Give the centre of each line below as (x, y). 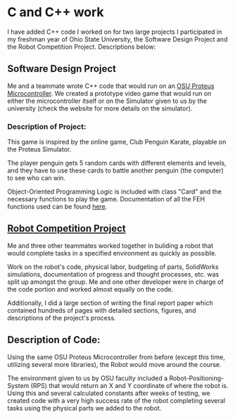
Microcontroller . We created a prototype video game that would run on (109, 93)
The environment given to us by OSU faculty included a (88, 378)
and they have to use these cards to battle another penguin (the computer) (115, 170)
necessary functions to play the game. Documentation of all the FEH (106, 199)
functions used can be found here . (57, 207)
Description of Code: (54, 340)
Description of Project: (47, 126)
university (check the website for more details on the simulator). (100, 108)
